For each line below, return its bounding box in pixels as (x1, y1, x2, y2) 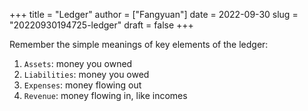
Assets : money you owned (23, 58, 133, 69)
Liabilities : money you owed (23, 69, 150, 80)
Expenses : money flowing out (23, 79, 142, 91)
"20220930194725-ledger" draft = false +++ (9, 19, 194, 31)
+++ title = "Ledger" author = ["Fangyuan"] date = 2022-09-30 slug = (9, 9, 299, 20)
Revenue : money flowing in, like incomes (23, 90, 188, 101)
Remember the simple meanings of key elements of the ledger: (9, 39, 269, 50)
